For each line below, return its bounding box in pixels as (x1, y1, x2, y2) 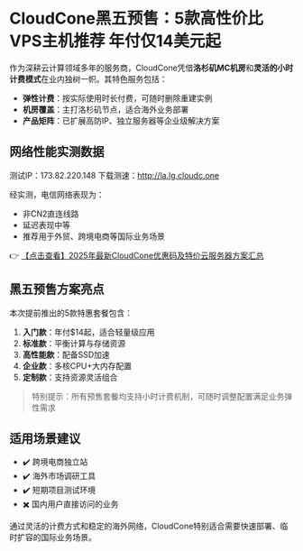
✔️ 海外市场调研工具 (22, 471, 96, 482)
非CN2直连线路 (22, 208, 79, 219)
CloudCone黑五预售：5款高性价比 (9, 8, 263, 29)
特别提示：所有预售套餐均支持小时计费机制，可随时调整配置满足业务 (31, 390, 285, 401)
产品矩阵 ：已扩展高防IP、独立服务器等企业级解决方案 (22, 115, 220, 126)
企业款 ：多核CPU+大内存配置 (22, 360, 133, 371)
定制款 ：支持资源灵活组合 (22, 372, 118, 382)
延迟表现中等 (22, 219, 70, 230)
